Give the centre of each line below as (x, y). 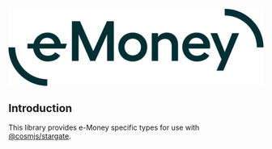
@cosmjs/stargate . (40, 136)
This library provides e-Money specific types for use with (104, 128)
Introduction (40, 108)
